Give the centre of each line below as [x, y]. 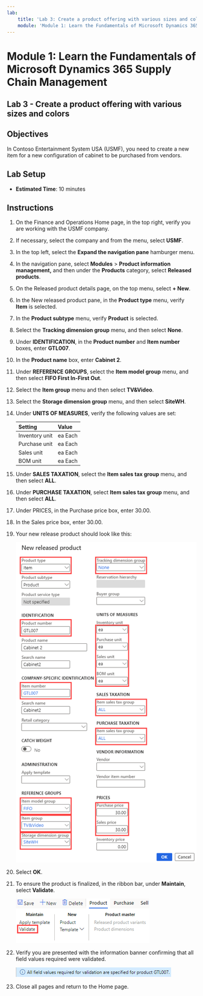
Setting [28, 427]
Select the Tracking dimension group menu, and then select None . [99, 330]
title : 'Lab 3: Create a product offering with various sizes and [103, 19]
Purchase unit [36, 444]
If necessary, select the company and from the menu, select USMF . [99, 241]
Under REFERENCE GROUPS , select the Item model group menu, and [102, 372]
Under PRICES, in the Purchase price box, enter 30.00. [83, 511]
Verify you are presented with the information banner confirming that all [105, 952]
